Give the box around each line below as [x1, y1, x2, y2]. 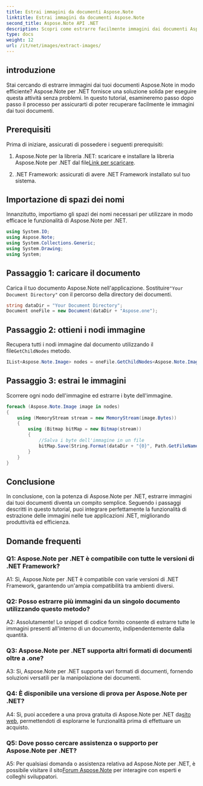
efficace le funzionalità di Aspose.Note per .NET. [6, 217, 128, 224]
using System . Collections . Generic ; [6, 240, 96, 246]
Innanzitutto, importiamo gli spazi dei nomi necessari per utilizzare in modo [6, 210, 193, 218]
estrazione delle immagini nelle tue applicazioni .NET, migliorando [6, 512, 170, 519]
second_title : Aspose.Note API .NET [6, 20, 98, 26]
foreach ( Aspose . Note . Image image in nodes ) [6, 404, 120, 410]
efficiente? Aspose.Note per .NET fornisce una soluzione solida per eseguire [6, 87, 197, 95]
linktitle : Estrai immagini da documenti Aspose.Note [6, 15, 145, 21]
